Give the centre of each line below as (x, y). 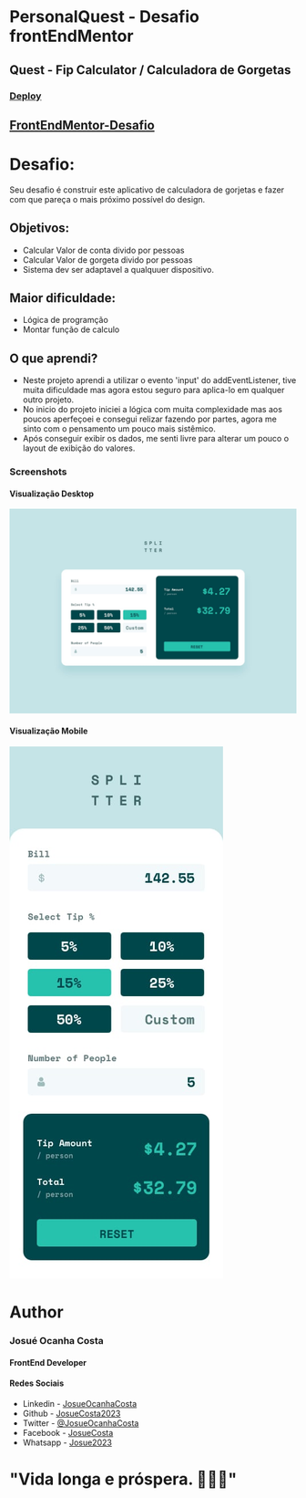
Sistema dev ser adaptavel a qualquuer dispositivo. (118, 269)
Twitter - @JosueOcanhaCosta (81, 1423)
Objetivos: (40, 229)
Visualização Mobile (49, 731)
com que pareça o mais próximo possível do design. (107, 199)
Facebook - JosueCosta (68, 1432)
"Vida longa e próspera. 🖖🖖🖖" (123, 1479)
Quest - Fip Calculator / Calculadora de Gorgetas (150, 70)
